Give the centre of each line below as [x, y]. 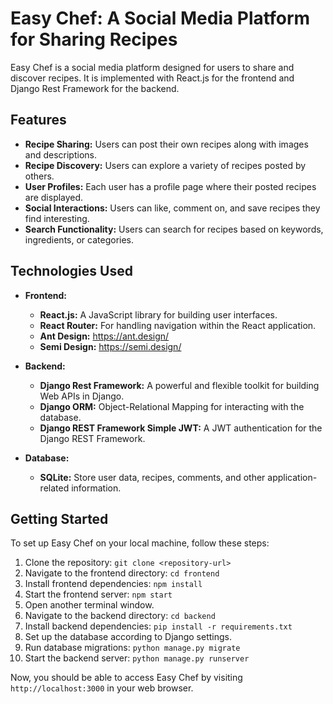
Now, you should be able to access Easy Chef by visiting [126, 678]
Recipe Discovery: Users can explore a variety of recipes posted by [165, 165]
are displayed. [54, 197]
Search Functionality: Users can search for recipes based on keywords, [174, 229]
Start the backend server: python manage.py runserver [137, 658]
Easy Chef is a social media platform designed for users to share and [152, 67]
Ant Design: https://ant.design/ [104, 336]
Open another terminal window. [89, 605]
